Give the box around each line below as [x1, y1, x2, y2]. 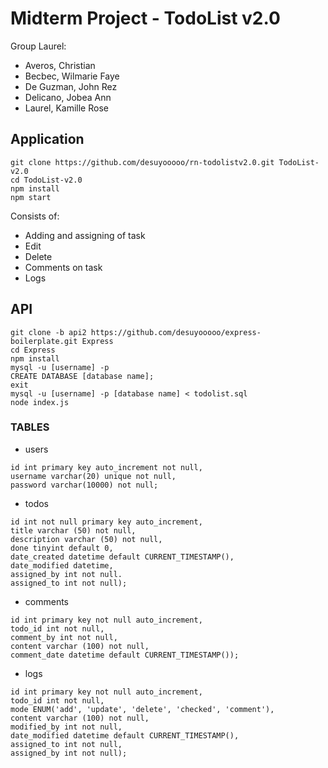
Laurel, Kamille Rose [24, 102, 109, 114]
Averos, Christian [24, 59, 96, 71]
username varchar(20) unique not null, [10, 471, 177, 481]
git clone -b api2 [10, 327, 87, 337]
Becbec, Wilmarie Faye [24, 70, 120, 82]
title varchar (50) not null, [10, 525, 137, 536]
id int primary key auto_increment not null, [10, 462, 203, 472]
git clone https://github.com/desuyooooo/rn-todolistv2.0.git [10, 157, 275, 167]
